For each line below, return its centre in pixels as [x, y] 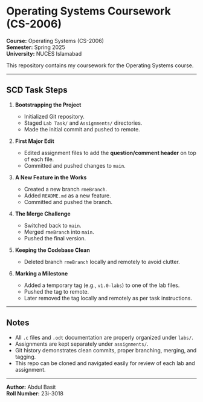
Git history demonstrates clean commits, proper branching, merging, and [106, 350]
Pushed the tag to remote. [56, 291]
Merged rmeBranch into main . [59, 232]
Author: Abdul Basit [31, 387]
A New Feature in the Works [51, 177]
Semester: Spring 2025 [36, 47]
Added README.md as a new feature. [68, 196]
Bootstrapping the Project [48, 105]
